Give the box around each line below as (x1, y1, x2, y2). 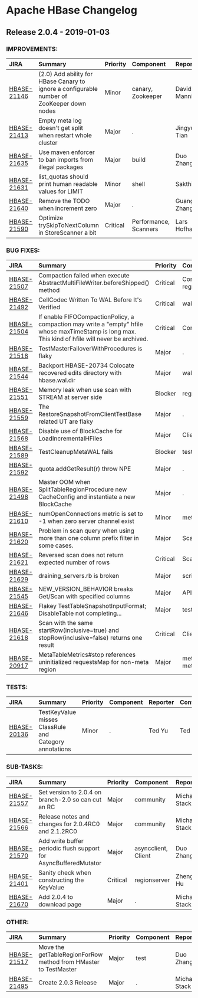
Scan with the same (38, 619, 93, 627)
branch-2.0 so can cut (38, 795, 102, 803)
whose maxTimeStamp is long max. (38, 328, 137, 336)
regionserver (134, 876, 170, 884)
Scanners (131, 225, 159, 233)
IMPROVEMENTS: (6, 45, 58, 53)
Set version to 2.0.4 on (38, 788, 102, 796)
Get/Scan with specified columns (38, 593, 130, 601)
